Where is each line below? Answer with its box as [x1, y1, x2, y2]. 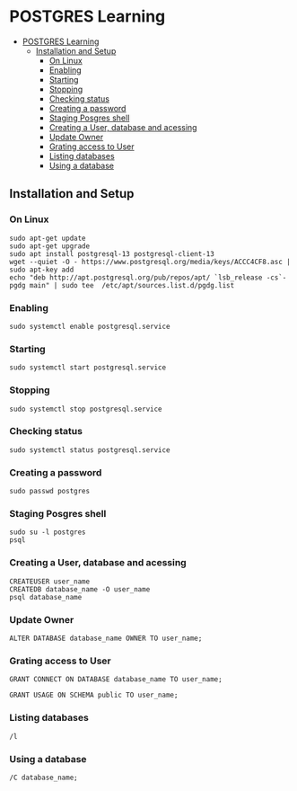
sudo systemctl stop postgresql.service [9, 404, 163, 413]
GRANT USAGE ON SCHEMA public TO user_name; [9, 690, 179, 700]
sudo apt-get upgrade [9, 241, 91, 251]
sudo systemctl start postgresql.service [9, 363, 167, 372]
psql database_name [9, 592, 83, 601]
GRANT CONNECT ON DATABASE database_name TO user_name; [9, 675, 223, 684]
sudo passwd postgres [9, 487, 91, 496]
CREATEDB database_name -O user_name [9, 584, 151, 594]
